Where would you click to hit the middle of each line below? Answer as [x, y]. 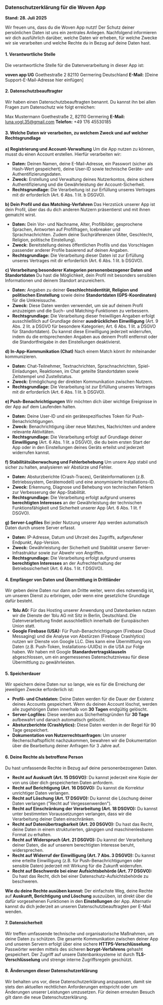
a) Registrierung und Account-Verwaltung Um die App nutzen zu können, [80, 149]
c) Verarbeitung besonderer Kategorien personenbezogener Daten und [79, 270]
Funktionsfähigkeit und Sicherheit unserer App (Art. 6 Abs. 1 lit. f [76, 508]
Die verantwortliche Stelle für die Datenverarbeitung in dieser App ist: [75, 65]
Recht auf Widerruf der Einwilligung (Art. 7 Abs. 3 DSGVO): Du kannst [83, 855]
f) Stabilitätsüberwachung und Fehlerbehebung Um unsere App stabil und [81, 462]
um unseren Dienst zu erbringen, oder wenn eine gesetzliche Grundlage [77, 596]
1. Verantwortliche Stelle [30, 54]
